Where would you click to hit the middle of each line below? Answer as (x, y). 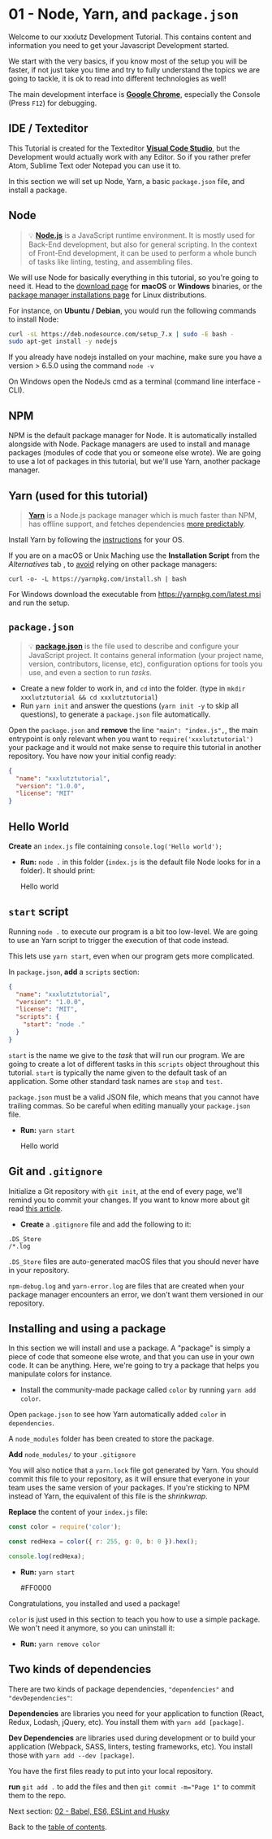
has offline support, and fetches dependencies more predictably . (137, 524)
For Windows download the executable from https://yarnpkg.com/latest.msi (135, 594)
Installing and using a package (87, 1328)
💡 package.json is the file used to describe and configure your (134, 646)
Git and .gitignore (56, 1172)
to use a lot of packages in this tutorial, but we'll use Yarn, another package (135, 462)
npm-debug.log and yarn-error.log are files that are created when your (127, 1286)
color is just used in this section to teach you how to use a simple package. (134, 1619)
